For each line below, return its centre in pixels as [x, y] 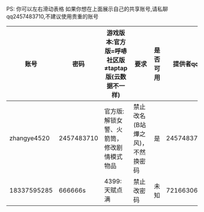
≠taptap [116, 68]
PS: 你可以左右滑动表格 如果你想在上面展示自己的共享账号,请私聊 [87, 9]
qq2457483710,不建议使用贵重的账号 [53, 16]
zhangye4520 [30, 138]
